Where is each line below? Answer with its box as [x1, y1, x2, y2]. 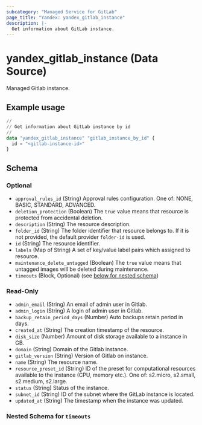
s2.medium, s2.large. [14, 378, 68, 385]
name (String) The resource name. [14, 358, 98, 366]
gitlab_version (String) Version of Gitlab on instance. [14, 352, 148, 360]
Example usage [6, 102, 65, 112]
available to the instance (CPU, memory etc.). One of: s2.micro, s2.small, [14, 371, 196, 378]
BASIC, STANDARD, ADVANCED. [14, 201, 96, 209]
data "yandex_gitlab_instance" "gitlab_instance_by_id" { [6, 135, 155, 141]
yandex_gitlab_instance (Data [6, 52, 159, 65]
